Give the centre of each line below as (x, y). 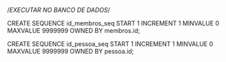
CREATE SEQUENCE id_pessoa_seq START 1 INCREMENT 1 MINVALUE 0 (110, 44)
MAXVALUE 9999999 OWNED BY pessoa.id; (71, 51)
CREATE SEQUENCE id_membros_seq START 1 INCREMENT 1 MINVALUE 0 (113, 23)
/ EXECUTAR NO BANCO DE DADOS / (59, 10)
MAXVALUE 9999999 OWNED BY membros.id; (74, 31)
